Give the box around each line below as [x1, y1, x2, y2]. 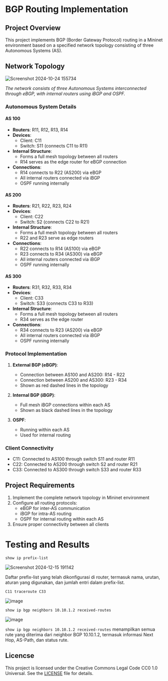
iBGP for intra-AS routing [20, 510, 72, 517]
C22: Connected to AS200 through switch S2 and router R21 [12, 461, 138, 467]
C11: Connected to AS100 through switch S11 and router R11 [12, 456, 135, 462]
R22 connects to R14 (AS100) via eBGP [20, 245, 101, 252]
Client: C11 [20, 137, 42, 143]
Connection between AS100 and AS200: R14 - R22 [20, 371, 125, 378]
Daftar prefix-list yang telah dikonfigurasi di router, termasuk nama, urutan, [5, 574, 160, 580]
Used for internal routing [20, 432, 71, 438]
